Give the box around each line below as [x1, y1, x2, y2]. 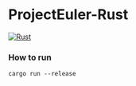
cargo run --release [8, 70, 77, 78]
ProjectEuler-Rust [8, 6, 129, 24]
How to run [8, 52, 52, 63]
